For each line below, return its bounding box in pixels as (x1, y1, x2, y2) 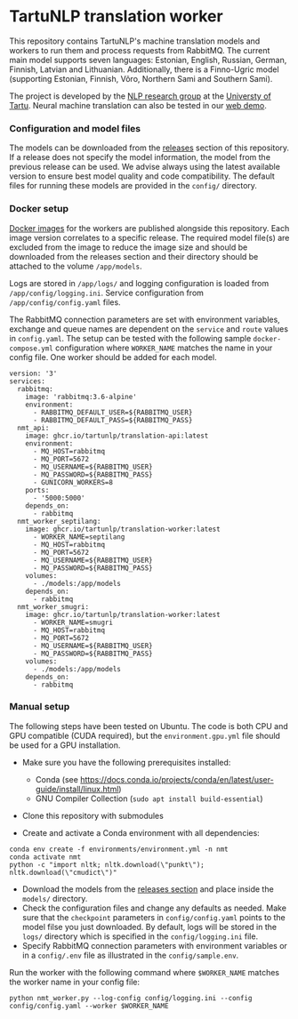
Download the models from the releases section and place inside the (21, 883, 274, 895)
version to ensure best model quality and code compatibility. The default (9, 171, 276, 181)
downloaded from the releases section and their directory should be (9, 251, 259, 261)
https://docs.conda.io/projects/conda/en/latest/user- (79, 774, 274, 784)
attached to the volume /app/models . (9, 261, 142, 271)
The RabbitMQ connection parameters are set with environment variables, (9, 314, 280, 325)
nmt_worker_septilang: (17, 517, 101, 526)
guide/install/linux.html (35, 783, 119, 794)
